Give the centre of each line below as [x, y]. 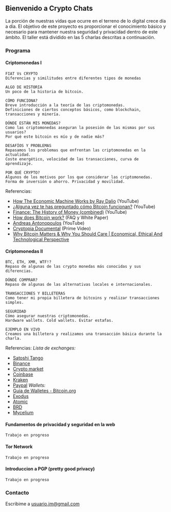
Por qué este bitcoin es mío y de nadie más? [55, 136]
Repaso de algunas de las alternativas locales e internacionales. [79, 285]
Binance [21, 363]
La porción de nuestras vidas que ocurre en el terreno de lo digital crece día [85, 21]
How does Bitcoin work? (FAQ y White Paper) [61, 217]
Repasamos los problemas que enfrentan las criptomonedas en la [75, 150]
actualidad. [18, 154]
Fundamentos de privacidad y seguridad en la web [60, 424]
